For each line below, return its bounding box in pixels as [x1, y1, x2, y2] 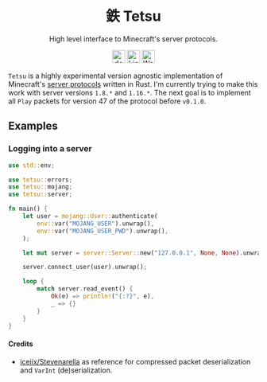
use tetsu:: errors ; [8, 176, 73, 184]
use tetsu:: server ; [8, 190, 73, 199]
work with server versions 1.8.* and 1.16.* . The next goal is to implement [8, 88, 252, 97]
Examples [8, 119, 58, 133]
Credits [8, 339, 33, 349]
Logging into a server [8, 143, 93, 154]
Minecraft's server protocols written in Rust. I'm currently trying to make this [8, 79, 258, 88]
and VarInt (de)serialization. [19, 365, 113, 375]
